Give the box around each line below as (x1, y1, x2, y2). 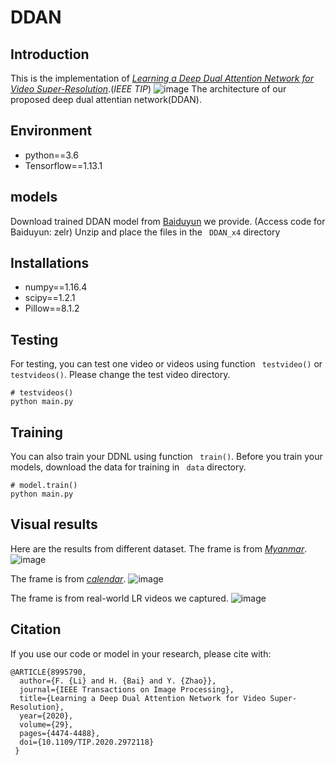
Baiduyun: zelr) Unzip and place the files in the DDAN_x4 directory (10, 226, 281, 238)
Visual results (10, 516, 98, 533)
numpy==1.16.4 (24, 281, 88, 293)
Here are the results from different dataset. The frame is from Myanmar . (10, 542, 308, 555)
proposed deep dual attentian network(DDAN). (10, 94, 203, 105)
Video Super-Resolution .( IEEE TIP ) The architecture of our (10, 83, 287, 95)
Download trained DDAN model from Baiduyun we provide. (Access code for (10, 215, 326, 227)
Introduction (10, 46, 90, 63)
